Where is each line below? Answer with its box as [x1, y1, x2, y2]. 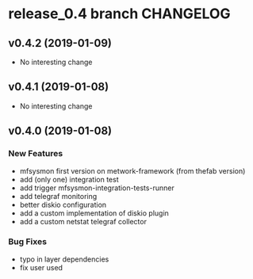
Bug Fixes [8, 236, 48, 247]
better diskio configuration [19, 200, 107, 209]
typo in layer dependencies [19, 254, 109, 264]
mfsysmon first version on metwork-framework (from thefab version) [19, 166, 246, 175]
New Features [8, 148, 63, 159]
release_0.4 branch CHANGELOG [8, 5, 232, 23]
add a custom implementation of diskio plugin [19, 208, 169, 218]
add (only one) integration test [19, 174, 119, 184]
